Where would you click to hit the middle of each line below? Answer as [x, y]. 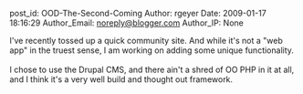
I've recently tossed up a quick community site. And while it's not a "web [146, 41]
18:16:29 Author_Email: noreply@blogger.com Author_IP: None [126, 23]
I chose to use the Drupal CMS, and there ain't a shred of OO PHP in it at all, [152, 69]
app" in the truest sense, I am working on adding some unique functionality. [152, 50]
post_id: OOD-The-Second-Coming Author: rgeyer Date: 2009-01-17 [138, 13]
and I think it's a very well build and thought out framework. [121, 79]
